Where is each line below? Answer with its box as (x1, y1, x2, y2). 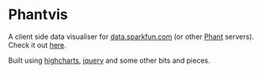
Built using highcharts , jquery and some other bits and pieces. (8, 56, 211, 65)
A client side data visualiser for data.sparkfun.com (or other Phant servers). (8, 32, 255, 41)
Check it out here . (8, 40, 67, 49)
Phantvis (8, 6, 69, 24)
